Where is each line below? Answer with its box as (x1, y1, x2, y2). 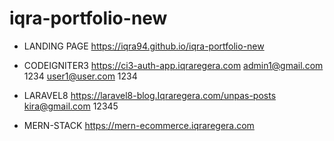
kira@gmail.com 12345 (23, 100, 119, 112)
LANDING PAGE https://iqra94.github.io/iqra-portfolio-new (23, 40, 265, 52)
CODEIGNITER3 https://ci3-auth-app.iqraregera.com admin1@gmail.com (23, 59, 324, 71)
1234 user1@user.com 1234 (23, 70, 138, 82)
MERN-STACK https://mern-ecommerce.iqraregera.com (23, 119, 255, 131)
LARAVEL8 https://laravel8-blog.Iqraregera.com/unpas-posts (23, 89, 277, 101)
